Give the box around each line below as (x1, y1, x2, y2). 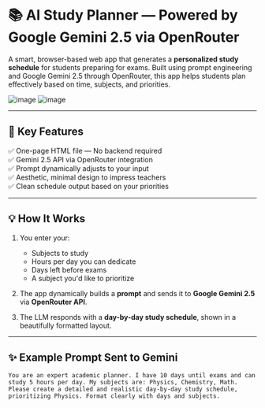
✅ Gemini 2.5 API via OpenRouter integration (8, 154, 154, 164)
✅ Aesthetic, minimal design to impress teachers (8, 172, 166, 182)
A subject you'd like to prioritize (31, 273, 135, 283)
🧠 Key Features (8, 125, 84, 139)
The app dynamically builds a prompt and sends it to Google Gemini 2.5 (19, 288, 256, 298)
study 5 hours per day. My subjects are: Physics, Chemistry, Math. (8, 379, 238, 387)
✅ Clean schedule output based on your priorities (8, 181, 170, 191)
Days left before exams (31, 265, 107, 274)
